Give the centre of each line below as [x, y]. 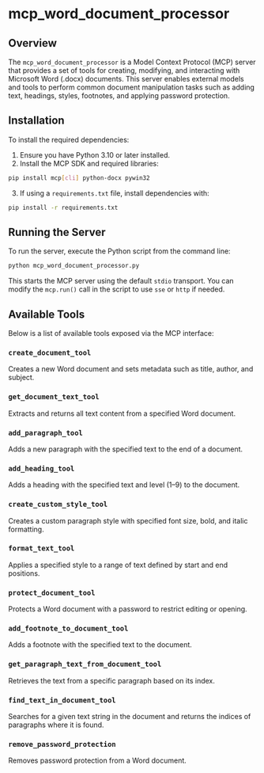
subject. [21, 378]
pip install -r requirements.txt [63, 208]
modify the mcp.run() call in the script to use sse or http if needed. [117, 289]
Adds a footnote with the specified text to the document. [100, 645]
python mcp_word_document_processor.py [74, 266]
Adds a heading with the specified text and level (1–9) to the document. [124, 485]
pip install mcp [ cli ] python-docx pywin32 [79, 178]
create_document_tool [50, 352]
